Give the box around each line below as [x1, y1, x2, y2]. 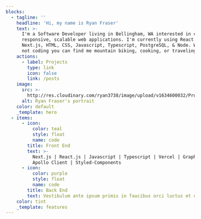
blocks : [5, 8, 25, 15]
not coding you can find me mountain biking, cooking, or [21, 48, 170, 54]
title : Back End [27, 187, 68, 193]
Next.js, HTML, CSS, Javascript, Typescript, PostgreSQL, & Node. [21, 43, 191, 49]
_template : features [16, 204, 68, 210]
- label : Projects [21, 59, 68, 65]
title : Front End [27, 142, 70, 149]
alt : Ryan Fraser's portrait [21, 98, 95, 104]
